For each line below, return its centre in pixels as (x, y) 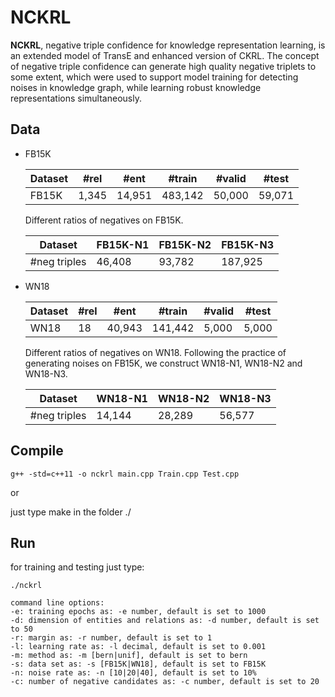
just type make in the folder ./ (71, 512)
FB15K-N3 (248, 244)
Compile (37, 451)
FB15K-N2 (185, 244)
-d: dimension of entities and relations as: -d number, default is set (165, 621)
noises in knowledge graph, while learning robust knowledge (136, 87)
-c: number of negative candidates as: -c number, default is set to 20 (165, 682)
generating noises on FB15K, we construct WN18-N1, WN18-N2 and (163, 363)
